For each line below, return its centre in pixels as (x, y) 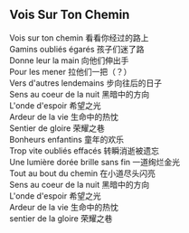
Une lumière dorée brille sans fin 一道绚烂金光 (95, 162)
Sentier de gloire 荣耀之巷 (57, 128)
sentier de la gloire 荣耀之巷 (61, 218)
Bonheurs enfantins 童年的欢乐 (67, 139)
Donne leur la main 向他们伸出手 (69, 60)
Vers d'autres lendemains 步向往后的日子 (86, 83)
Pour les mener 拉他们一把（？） (71, 71)
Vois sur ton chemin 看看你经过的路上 (79, 37)
